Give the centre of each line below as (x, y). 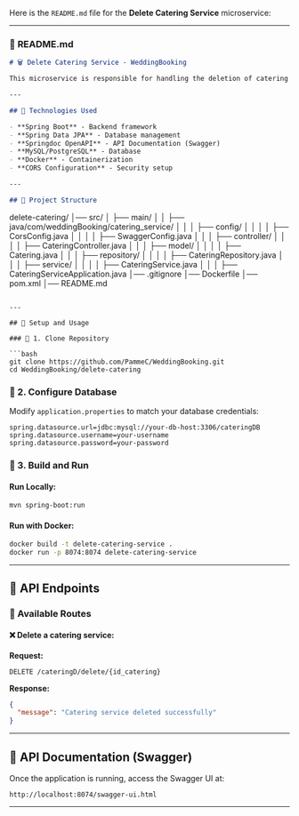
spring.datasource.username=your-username (89, 436)
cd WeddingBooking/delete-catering (75, 369)
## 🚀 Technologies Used (53, 110)
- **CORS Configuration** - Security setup (91, 168)
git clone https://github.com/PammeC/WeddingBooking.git (117, 362)
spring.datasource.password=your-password (89, 444)
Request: (26, 655)
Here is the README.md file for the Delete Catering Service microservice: (140, 13)
